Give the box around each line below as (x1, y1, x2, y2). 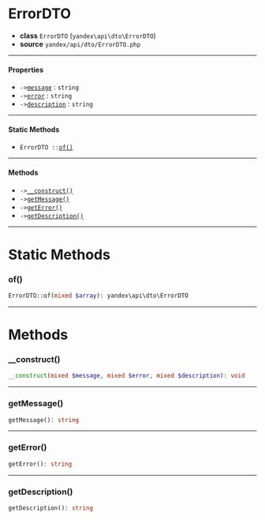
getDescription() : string (8, 503, 93, 512)
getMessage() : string (8, 416, 80, 424)
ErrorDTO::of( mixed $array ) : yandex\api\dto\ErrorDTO (8, 292, 189, 300)
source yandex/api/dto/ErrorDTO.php (19, 39, 141, 48)
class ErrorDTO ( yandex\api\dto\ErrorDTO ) (19, 31, 156, 40)
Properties (8, 65, 44, 74)
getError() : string (8, 460, 73, 468)
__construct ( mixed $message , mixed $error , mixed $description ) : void (8, 372, 245, 380)
